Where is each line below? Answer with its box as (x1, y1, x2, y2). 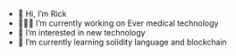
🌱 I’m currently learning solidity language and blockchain (17, 36, 228, 47)
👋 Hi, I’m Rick (17, 9, 67, 19)
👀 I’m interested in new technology (17, 28, 146, 37)
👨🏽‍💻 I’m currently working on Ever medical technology (17, 18, 219, 28)
